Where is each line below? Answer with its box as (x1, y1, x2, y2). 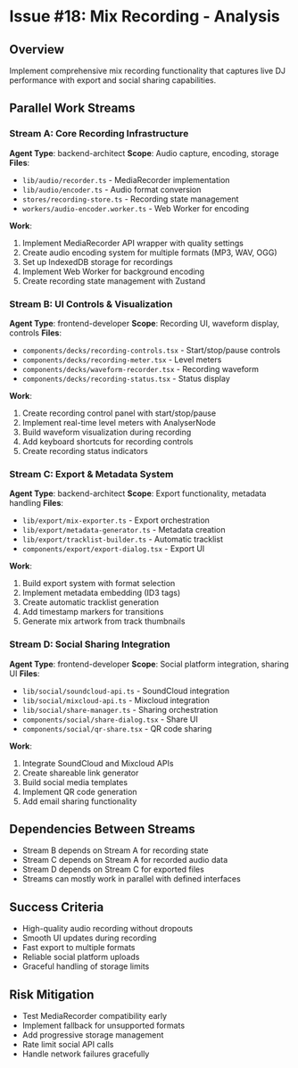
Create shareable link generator (21, 767, 139, 778)
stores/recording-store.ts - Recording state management (21, 194, 239, 204)
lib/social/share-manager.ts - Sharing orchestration (21, 704, 219, 715)
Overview (9, 42, 65, 57)
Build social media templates (21, 776, 128, 787)
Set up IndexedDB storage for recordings (21, 256, 174, 267)
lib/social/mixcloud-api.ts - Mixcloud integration (21, 694, 210, 706)
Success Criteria (9, 899, 104, 915)
